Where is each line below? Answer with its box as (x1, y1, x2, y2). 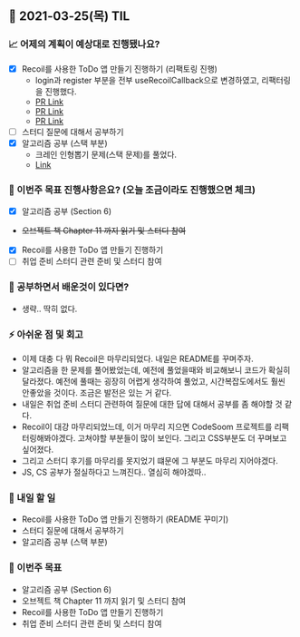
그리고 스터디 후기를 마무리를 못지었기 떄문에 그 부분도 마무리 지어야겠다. (21, 455, 278, 465)
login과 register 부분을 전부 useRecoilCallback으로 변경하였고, (34, 74, 260, 85)
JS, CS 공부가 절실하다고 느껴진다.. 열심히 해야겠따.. (21, 466, 207, 477)
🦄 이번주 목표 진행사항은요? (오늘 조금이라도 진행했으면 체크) (8, 183, 256, 196)
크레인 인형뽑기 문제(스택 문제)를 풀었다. (34, 149, 178, 160)
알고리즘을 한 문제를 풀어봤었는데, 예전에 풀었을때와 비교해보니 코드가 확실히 (21, 364, 291, 375)
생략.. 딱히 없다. (21, 303, 78, 314)
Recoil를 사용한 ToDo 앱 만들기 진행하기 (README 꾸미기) (21, 514, 228, 524)
